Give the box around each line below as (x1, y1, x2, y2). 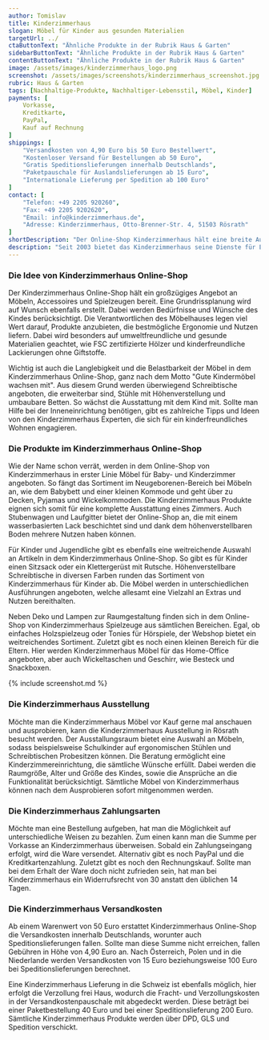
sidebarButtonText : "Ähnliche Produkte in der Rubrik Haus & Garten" (8, 49, 246, 57)
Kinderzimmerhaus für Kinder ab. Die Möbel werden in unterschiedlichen (8, 579, 249, 589)
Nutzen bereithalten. (8, 596, 76, 606)
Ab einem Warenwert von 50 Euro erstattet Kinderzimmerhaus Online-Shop (8, 921, 257, 932)
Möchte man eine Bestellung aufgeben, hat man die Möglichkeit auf (8, 823, 231, 833)
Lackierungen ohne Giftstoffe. (8, 348, 106, 357)
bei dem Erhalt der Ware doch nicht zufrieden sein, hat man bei (8, 866, 218, 875)
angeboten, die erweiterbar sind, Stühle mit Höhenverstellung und (8, 389, 226, 398)
